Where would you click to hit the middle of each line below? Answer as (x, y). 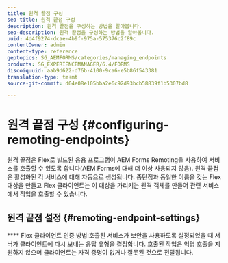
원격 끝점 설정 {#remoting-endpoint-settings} (104, 218)
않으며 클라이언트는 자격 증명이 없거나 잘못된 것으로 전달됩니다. (109, 252)
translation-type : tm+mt (42, 77)
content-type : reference (42, 52)
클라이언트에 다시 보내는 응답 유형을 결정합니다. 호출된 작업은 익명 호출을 (116, 244)
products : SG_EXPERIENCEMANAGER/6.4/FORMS (68, 64)
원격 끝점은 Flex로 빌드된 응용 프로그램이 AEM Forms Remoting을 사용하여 (107, 160)
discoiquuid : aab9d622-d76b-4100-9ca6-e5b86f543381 (82, 70)
